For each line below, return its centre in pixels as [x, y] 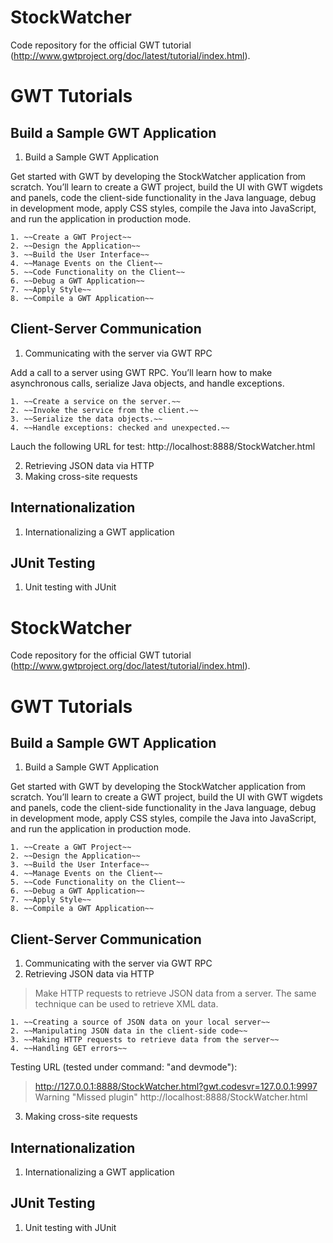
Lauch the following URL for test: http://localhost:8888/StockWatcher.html [163, 446]
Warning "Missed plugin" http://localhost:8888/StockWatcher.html [171, 1097]
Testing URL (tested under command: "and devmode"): [124, 1067]
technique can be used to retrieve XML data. [126, 1004]
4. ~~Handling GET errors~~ [69, 1049]
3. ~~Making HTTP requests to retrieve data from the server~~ [145, 1040]
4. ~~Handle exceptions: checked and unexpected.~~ [120, 427]
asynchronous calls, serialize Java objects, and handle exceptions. [147, 383]
